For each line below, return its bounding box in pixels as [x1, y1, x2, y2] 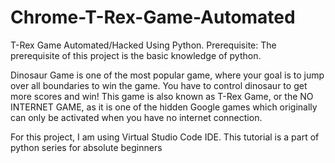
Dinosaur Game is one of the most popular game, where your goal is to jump [10, 69, 325, 81]
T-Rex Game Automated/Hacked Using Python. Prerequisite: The [10, 39, 277, 51]
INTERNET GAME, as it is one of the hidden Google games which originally [10, 101, 318, 113]
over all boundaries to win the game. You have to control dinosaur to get [10, 79, 308, 91]
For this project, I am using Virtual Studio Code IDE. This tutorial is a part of [10, 131, 320, 143]
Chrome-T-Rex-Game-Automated [10, 6, 296, 29]
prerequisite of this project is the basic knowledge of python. [10, 49, 262, 61]
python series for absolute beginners [10, 141, 163, 153]
